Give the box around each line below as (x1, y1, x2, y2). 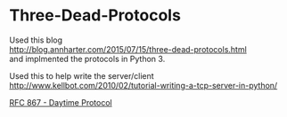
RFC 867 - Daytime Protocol (9, 97, 113, 107)
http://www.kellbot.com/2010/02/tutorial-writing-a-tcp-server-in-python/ (9, 80, 278, 90)
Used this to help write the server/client (9, 70, 154, 81)
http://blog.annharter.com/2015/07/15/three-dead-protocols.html (9, 43, 247, 54)
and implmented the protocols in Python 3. (9, 53, 166, 64)
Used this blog (9, 35, 62, 45)
